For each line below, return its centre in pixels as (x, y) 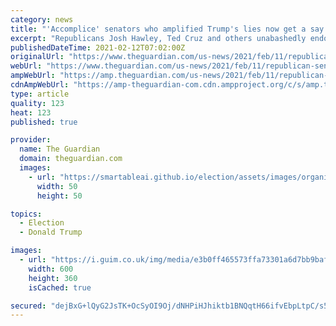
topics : (26, 214)
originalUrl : (37, 57)
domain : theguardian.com (71, 159)
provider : (31, 140)
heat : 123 (31, 112)
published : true (44, 122)
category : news (42, 19)
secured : (28, 306)
